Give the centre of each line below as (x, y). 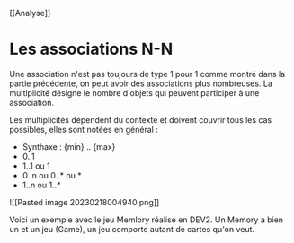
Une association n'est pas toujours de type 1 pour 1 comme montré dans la (147, 74)
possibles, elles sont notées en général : (84, 129)
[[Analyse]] (30, 13)
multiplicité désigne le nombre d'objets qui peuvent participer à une (134, 92)
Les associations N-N (91, 49)
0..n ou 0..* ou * (52, 175)
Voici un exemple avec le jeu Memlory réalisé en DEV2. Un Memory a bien (147, 220)
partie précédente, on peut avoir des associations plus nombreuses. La (141, 83)
